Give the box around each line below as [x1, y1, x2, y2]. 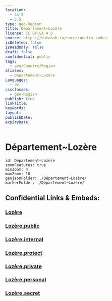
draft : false [5, 49, 33, 54]
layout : [5, 110, 22, 116]
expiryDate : [5, 119, 30, 125]
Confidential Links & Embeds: [5, 193, 100, 202]
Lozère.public [5, 222, 40, 229]
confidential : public [5, 54, 51, 59]
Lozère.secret [5, 290, 40, 297]
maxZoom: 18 [5, 171, 30, 176]
